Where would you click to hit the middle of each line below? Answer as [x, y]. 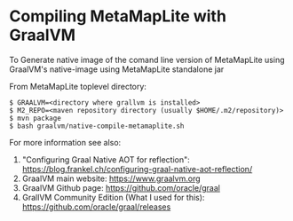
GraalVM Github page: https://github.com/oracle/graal [121, 187]
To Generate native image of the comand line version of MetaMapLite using [147, 59]
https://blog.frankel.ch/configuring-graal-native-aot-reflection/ [137, 169]
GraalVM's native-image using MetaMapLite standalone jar [117, 69]
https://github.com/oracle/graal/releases [96, 207]
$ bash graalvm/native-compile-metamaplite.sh [97, 126]
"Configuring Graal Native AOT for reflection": [106, 159]
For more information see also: [65, 142]
